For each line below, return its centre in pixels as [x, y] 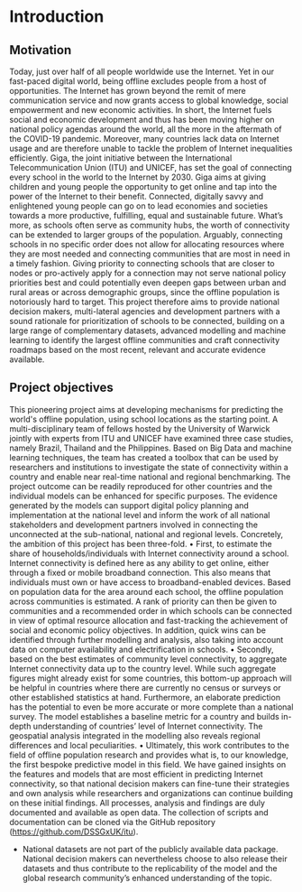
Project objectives [62, 388]
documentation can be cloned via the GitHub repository [113, 822]
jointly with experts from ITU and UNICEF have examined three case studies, [151, 438]
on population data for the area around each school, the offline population [146, 591]
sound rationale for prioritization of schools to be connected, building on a [147, 321]
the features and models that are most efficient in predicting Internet [136, 774]
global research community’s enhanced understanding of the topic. [147, 878]
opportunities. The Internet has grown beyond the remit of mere [128, 91]
